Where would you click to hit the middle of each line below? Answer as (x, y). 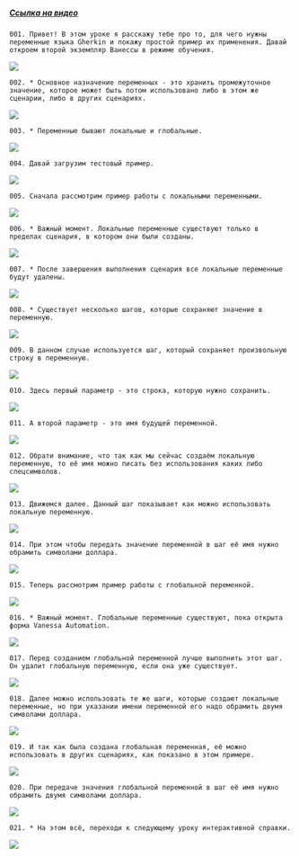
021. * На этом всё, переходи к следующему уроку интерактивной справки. (150, 827)
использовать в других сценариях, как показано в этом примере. (132, 755)
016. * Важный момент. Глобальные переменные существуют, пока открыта (146, 617)
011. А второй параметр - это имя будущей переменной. (114, 423)
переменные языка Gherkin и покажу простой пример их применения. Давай (148, 42)
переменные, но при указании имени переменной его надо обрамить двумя (146, 706)
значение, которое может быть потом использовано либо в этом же (134, 90)
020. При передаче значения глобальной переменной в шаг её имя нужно (144, 787)
